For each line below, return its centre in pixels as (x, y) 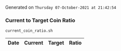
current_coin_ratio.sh (29, 31)
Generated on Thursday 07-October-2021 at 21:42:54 (61, 7)
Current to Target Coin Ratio (40, 20)
